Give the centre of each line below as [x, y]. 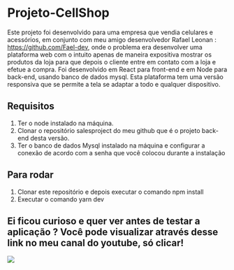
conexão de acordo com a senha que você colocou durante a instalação [121, 152]
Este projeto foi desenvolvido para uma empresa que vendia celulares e [110, 32]
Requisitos [31, 106]
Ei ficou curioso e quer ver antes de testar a [104, 221]
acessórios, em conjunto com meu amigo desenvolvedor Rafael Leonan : [112, 39]
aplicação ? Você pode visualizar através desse [113, 232]
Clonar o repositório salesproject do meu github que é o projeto [109, 130]
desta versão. [50, 138]
